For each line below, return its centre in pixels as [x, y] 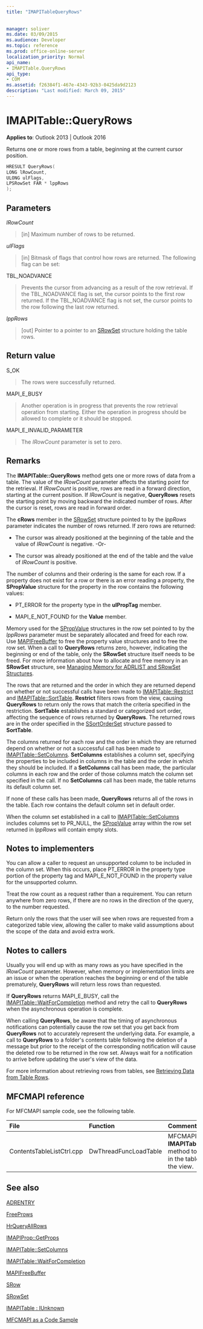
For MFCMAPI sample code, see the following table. [71, 1111]
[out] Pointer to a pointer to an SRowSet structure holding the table [104, 330]
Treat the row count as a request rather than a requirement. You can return [99, 894]
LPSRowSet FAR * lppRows [37, 183]
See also [23, 1188]
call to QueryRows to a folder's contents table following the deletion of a [97, 1040]
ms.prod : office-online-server [46, 51]
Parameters [29, 208]
